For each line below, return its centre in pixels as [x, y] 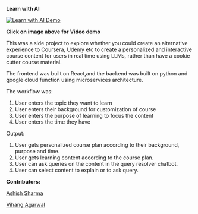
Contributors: [23, 182]
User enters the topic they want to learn [64, 103]
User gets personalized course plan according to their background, [97, 145]
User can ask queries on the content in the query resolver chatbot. [96, 164]
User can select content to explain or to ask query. [76, 170]
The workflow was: [30, 91]
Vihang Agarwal [26, 205]
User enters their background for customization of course [85, 109]
